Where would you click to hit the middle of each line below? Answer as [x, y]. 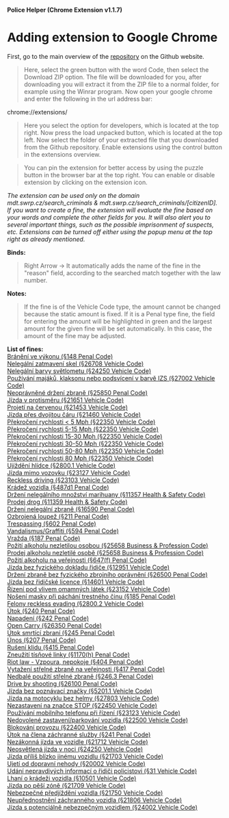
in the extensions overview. [62, 154]
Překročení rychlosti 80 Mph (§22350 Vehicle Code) [80, 458]
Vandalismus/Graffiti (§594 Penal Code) [63, 531]
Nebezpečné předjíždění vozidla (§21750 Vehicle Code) [85, 793]
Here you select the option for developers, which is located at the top [121, 125]
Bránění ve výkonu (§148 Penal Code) [60, 356]
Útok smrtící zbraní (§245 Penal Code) [61, 632]
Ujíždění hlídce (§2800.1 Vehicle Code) [62, 465]
